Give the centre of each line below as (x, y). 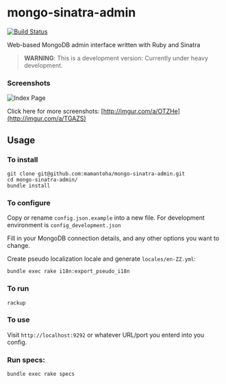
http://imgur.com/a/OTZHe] (141, 112)
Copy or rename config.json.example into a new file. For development (106, 218)
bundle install (29, 185)
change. (19, 246)
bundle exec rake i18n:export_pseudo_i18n (68, 272)
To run (18, 289)
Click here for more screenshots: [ (55, 112)
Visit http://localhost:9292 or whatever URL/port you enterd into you (105, 335)
